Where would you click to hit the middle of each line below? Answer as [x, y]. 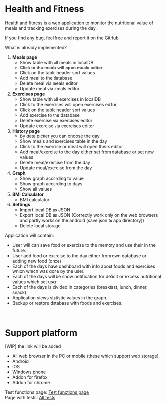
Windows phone [29, 372]
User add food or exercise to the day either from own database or [79, 255]
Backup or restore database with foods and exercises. [67, 303]
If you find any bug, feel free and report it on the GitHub [62, 38]
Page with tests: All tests [30, 397]
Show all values [36, 189]
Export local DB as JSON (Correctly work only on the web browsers [89, 215]
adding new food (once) [37, 261]
